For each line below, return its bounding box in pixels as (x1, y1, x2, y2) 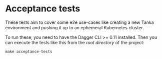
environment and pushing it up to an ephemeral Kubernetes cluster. (5, 24, 144, 30)
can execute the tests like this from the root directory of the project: (5, 39, 144, 45)
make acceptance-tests (5, 49, 52, 54)
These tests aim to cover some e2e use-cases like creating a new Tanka (5, 19, 154, 25)
